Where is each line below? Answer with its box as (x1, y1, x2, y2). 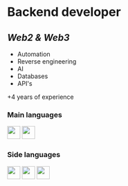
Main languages (7, 110, 62, 120)
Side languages (7, 150, 61, 160)
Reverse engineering (17, 57, 77, 66)
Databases (17, 72, 48, 80)
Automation (17, 50, 51, 58)
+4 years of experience (7, 93, 74, 101)
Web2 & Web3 (7, 32, 70, 44)
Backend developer (7, 4, 121, 20)
